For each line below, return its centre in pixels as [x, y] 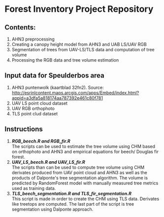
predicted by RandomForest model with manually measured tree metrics [85, 183]
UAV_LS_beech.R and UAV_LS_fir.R [48, 162]
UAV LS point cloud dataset [39, 103]
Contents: [20, 27]
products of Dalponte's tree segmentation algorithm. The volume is [80, 178]
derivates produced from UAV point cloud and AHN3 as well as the [79, 172]
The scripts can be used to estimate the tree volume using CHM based [83, 146]
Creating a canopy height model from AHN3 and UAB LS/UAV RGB [79, 44]
